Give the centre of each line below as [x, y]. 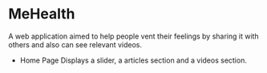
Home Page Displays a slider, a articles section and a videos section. [133, 60]
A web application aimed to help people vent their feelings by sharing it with [133, 36]
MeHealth [42, 14]
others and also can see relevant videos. [75, 44]
